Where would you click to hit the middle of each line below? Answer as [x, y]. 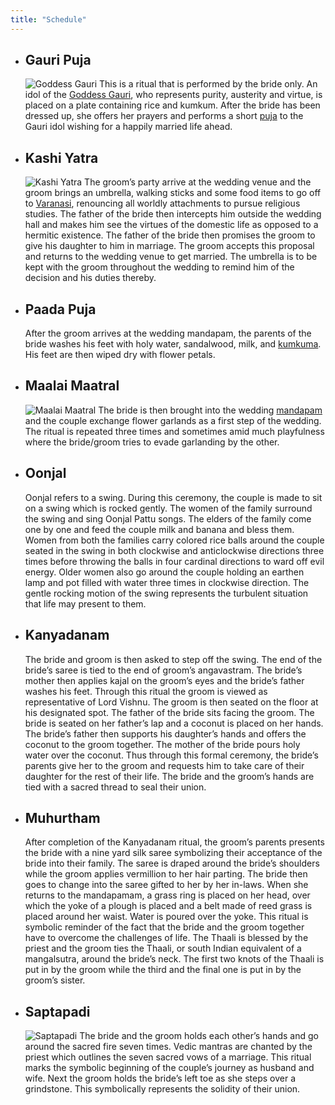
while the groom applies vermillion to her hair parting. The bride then [166, 874]
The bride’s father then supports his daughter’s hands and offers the [165, 733]
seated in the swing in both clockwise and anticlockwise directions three [174, 550]
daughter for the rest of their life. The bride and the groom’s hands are [169, 776]
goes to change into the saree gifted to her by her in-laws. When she [166, 885]
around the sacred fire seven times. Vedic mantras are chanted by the [168, 1047]
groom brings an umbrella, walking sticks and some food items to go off [173, 193]
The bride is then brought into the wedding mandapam [210, 410]
